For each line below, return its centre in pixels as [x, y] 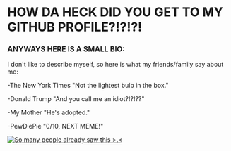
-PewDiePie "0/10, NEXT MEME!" [55, 126]
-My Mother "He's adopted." [49, 112]
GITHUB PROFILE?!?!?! [75, 27]
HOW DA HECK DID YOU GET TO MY [115, 12]
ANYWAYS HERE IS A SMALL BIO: [66, 49]
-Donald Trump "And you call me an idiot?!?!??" [76, 99]
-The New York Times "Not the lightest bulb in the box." [88, 86]
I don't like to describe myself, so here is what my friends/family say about [115, 65]
